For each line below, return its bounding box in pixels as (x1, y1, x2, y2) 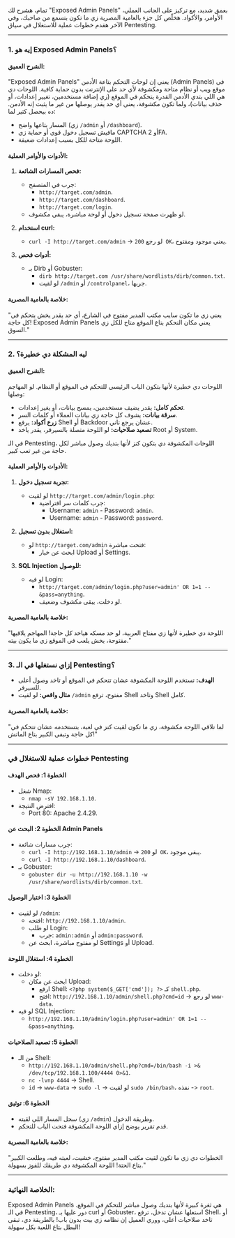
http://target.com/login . (38, 202, 114, 211)
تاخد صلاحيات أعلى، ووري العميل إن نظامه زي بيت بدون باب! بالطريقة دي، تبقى (8, 1216, 213, 1224)
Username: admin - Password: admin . (49, 506, 154, 514)
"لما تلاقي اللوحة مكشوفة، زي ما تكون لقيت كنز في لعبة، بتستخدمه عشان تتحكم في (8, 722, 225, 731)
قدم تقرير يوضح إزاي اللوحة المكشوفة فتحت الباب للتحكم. (17, 1121, 168, 1130)
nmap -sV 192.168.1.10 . (28, 793, 96, 802)
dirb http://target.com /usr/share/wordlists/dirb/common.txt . (38, 271, 225, 280)
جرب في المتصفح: (28, 181, 77, 189)
